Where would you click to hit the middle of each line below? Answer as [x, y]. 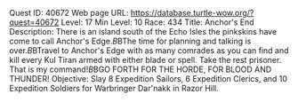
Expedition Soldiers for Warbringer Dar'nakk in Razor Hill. [114, 88]
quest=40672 [34, 22]
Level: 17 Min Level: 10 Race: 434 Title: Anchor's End [158, 22]
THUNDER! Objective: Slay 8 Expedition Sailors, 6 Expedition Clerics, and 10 [148, 78]
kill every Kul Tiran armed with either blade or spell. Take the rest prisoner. [145, 60]
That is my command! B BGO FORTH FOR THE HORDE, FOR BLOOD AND [141, 69]
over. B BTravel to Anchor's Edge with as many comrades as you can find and [149, 51]
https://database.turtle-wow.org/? [192, 13]
